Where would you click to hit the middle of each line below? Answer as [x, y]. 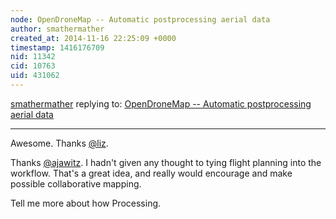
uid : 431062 [35, 76]
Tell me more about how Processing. [86, 203]
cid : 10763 [33, 66]
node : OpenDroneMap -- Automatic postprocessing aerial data [140, 19]
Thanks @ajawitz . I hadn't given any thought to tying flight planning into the [166, 162]
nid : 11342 [33, 57]
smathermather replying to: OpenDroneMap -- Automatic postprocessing [161, 103]
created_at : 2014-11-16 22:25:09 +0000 [93, 38]
